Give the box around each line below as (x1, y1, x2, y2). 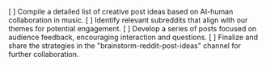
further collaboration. (8, 50, 79, 59)
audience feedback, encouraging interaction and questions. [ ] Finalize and (8, 32, 259, 42)
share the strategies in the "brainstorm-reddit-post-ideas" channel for (8, 41, 241, 51)
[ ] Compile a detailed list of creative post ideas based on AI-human (8, 7, 234, 16)
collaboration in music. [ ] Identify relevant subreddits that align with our (8, 15, 248, 25)
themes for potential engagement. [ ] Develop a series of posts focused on (8, 24, 257, 33)
